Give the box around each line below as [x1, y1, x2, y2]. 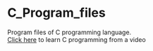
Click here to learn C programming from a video [7, 35, 146, 43]
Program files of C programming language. [7, 28, 132, 36]
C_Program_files [7, 5, 106, 21]
